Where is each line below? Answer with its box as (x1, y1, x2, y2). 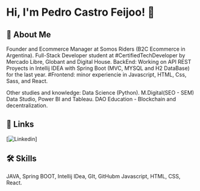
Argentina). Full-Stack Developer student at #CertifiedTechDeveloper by (6, 52, 186, 59)
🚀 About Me (6, 30, 51, 40)
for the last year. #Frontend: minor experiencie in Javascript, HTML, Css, (6, 71, 187, 78)
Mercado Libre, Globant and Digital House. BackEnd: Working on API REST (6, 58, 192, 65)
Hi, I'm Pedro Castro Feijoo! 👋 (6, 5, 155, 19)
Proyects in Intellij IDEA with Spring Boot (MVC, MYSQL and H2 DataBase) (6, 64, 190, 72)
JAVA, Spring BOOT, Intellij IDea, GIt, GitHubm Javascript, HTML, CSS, (6, 172, 181, 180)
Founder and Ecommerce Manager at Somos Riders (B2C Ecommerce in (6, 45, 186, 52)
